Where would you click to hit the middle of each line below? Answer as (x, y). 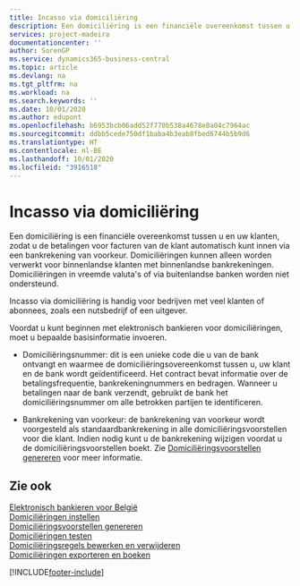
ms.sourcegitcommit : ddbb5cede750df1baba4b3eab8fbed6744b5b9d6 (130, 134)
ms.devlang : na (38, 76)
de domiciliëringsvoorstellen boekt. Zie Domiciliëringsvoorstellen (141, 448)
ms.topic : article (43, 68)
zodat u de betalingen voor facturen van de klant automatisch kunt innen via (150, 246)
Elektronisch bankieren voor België (73, 507)
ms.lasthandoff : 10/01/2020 (62, 159)
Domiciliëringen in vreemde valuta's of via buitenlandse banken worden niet (149, 275)
